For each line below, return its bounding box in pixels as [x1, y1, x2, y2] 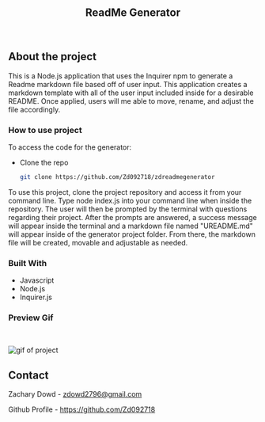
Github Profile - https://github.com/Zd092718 [8, 405, 156, 414]
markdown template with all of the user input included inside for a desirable [8, 88, 254, 97]
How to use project [8, 124, 82, 135]
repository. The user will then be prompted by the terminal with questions [8, 204, 248, 214]
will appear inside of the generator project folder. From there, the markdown [8, 229, 256, 239]
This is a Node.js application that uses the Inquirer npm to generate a [8, 70, 233, 81]
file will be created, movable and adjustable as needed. [8, 238, 188, 247]
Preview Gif [8, 312, 54, 323]
